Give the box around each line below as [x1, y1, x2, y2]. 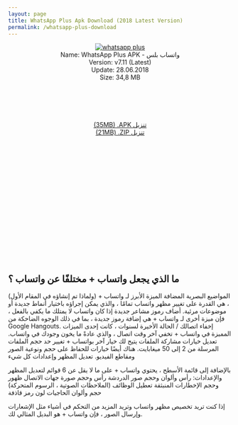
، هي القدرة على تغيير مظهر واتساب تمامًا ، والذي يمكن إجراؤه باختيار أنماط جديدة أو [8, 299, 229, 308]
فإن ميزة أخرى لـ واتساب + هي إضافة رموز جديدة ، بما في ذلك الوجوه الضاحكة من [8, 314, 225, 323]
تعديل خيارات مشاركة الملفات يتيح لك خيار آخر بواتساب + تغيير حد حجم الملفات [8, 337, 217, 346]
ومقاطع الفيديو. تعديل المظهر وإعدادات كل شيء [8, 352, 136, 360]
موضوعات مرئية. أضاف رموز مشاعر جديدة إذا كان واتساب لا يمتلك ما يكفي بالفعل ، [8, 307, 227, 316]
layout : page [8, 10, 47, 18]
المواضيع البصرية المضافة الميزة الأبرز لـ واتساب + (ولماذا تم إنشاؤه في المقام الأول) [8, 292, 230, 300]
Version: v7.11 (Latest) [88, 58, 152, 67]
